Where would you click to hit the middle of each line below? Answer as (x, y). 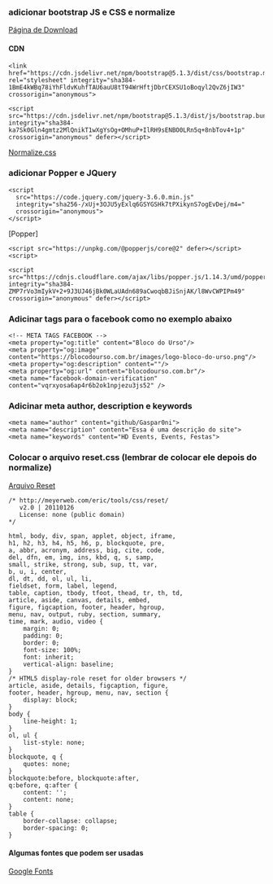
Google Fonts (31, 871)
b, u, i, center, (38, 571)
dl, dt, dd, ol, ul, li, (50, 579)
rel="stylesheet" (38, 80)
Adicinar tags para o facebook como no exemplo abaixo (120, 318)
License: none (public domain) (72, 514)
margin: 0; (41, 628)
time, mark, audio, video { (56, 621)
